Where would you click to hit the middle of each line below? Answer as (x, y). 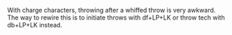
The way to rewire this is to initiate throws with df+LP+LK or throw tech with (116, 17)
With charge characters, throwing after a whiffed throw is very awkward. (111, 10)
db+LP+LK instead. (35, 25)
